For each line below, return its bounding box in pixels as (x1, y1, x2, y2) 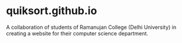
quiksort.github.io (6, 4, 97, 18)
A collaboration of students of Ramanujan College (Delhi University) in (6, 24, 177, 31)
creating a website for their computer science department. (6, 29, 149, 37)
